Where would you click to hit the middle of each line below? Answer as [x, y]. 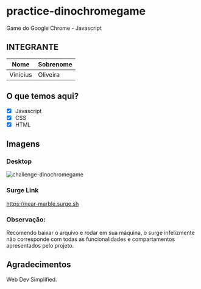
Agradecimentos [39, 265]
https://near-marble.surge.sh [43, 204]
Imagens [23, 144]
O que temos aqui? [43, 96]
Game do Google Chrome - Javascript [54, 28]
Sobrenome [55, 64]
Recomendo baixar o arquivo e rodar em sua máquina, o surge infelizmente [100, 233]
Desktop [19, 161]
